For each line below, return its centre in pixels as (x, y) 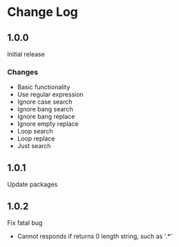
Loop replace (36, 138)
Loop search (35, 131)
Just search (34, 146)
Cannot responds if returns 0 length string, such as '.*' (95, 236)
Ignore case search (45, 102)
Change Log (43, 12)
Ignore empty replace (48, 124)
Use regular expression (50, 95)
